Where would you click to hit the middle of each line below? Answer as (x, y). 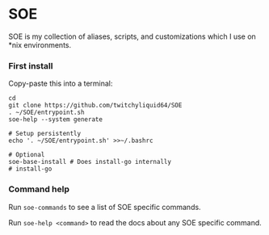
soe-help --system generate (56, 120)
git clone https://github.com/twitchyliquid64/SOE (95, 106)
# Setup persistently (45, 134)
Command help (39, 189)
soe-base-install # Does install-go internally (90, 162)
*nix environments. (40, 44)
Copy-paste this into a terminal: (61, 84)
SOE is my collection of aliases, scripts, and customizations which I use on (132, 36)
